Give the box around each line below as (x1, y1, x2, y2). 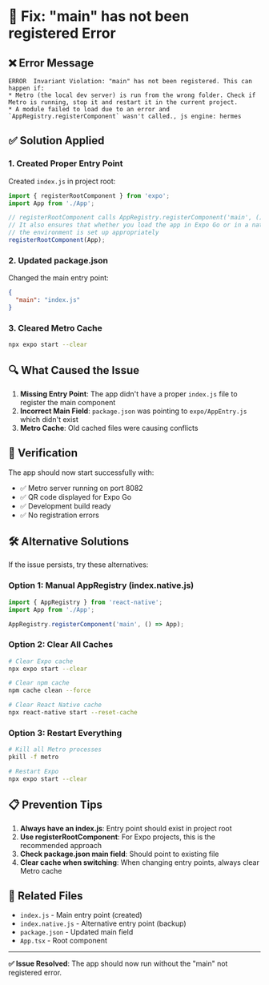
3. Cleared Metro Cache (8, 322, 102, 333)
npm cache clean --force (8, 686, 91, 695)
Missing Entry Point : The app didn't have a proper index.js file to (19, 388, 238, 399)
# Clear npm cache (8, 679, 70, 687)
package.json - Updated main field (19, 927, 134, 937)
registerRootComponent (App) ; (8, 236, 106, 244)
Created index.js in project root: (8, 176, 116, 186)
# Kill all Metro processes (8, 746, 102, 754)
